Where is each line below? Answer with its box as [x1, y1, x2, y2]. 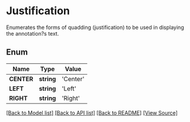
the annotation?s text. [6, 30, 59, 37]
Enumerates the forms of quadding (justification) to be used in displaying [6, 24, 185, 31]
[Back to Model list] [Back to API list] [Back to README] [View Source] [6, 109, 178, 116]
